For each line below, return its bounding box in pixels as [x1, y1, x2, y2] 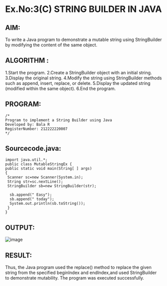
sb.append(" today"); [9, 197, 55, 202]
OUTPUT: [5, 223, 35, 232]
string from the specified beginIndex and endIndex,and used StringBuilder [5, 270, 157, 276]
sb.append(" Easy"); [9, 192, 52, 198]
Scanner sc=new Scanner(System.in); [7, 175, 83, 180]
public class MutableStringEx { [5, 162, 72, 167]
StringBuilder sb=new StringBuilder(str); [7, 184, 97, 189]
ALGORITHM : [5, 56, 49, 65]
